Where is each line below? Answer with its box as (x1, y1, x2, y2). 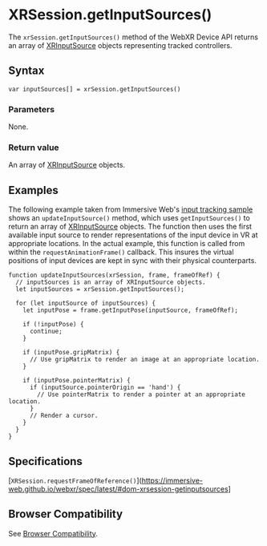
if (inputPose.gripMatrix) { (22, 349, 120, 357)
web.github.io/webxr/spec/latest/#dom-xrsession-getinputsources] (8, 483, 231, 494)
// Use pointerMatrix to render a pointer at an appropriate (37, 390, 246, 398)
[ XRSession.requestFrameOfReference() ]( (8, 475, 142, 485)
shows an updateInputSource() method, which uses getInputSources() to (8, 213, 250, 223)
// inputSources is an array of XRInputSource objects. (15, 278, 206, 286)
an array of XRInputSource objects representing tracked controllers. (8, 40, 233, 50)
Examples (8, 183, 59, 197)
